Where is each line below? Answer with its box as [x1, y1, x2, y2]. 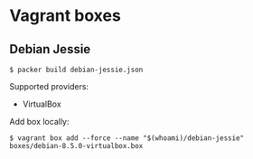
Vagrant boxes [9, 5, 122, 26]
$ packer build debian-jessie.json [9, 65, 144, 74]
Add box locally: [9, 117, 70, 126]
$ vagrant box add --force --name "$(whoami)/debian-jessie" [9, 134, 245, 143]
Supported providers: [9, 81, 89, 91]
